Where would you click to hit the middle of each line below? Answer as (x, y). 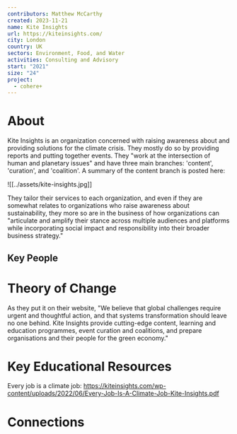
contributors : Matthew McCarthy (55, 14)
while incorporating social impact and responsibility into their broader (109, 228)
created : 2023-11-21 (38, 20)
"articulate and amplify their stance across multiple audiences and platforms (118, 221)
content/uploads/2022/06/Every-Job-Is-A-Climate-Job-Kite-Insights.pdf (113, 394)
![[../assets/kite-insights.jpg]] (50, 184)
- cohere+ (28, 86)
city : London (27, 40)
